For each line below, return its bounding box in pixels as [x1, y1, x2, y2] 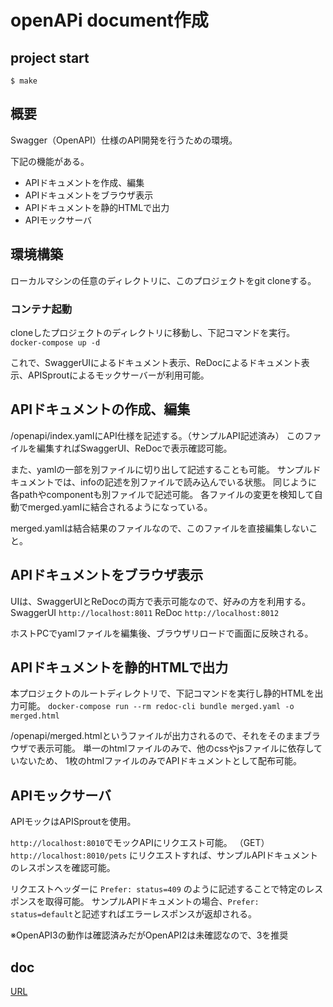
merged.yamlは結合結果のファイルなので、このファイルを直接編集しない [10, 522, 310, 534]
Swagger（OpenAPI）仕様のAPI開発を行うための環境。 [10, 134, 238, 146]
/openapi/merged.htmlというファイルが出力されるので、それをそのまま [10, 730, 303, 742]
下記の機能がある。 [10, 155, 90, 167]
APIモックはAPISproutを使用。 [10, 816, 137, 828]
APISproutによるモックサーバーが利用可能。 [27, 369, 210, 381]
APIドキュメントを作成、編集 [24, 176, 145, 188]
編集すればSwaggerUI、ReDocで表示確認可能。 [36, 442, 233, 454]
